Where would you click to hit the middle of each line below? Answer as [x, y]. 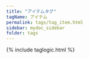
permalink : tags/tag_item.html [45, 22]
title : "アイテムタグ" [31, 11]
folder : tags [22, 33]
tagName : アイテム [27, 17]
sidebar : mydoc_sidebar [36, 28]
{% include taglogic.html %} [41, 50]
